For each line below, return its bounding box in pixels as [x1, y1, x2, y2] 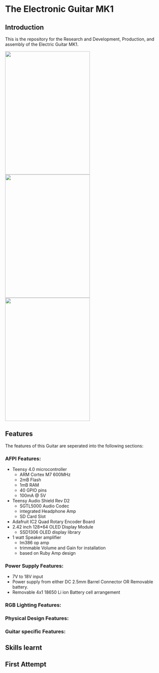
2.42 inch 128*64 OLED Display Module [12, 524, 94, 530]
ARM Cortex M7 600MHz [19, 472, 71, 478]
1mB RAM [19, 482, 39, 488]
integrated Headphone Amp [19, 508, 76, 514]
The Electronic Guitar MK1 [5, 3, 114, 15]
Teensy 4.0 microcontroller [12, 466, 67, 472]
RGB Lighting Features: [5, 602, 62, 608]
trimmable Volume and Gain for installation [19, 545, 106, 551]
